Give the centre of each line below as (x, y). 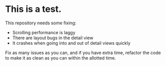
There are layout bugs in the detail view (53, 38)
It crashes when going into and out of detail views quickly (71, 43)
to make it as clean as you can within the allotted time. (61, 58)
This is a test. (33, 9)
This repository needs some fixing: (41, 23)
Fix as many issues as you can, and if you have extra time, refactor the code (83, 53)
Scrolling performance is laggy (44, 32)
